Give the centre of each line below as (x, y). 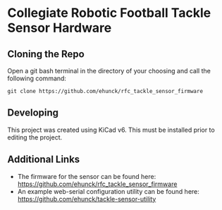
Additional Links (44, 160)
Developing (33, 113)
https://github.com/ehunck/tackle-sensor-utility (87, 199)
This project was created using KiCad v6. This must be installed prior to (111, 130)
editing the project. (35, 137)
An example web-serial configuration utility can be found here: (108, 191)
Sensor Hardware (60, 28)
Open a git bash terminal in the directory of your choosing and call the (109, 71)
